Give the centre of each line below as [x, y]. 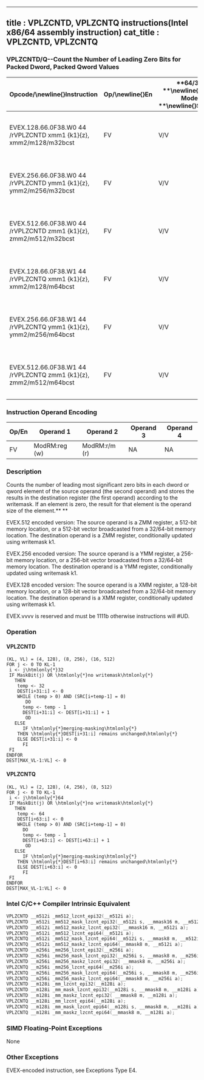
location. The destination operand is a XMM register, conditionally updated [100, 598]
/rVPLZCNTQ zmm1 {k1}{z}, [49, 375]
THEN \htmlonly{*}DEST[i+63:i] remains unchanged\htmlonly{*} [97, 862]
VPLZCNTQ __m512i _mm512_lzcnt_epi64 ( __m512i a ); [70, 933]
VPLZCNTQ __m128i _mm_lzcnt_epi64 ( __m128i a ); [66, 1001]
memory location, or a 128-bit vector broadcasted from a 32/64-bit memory [101, 591]
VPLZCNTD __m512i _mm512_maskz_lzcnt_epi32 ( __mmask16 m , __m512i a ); [97, 927]
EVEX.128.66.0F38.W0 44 [48, 127]
